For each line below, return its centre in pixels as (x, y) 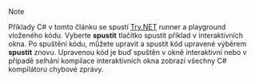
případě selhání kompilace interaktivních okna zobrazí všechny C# (118, 61)
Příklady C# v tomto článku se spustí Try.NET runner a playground (117, 27)
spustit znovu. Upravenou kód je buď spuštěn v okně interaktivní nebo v (127, 52)
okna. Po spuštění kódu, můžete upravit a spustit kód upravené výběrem (127, 44)
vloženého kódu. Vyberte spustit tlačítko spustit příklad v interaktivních (126, 35)
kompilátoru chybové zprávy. (56, 69)
